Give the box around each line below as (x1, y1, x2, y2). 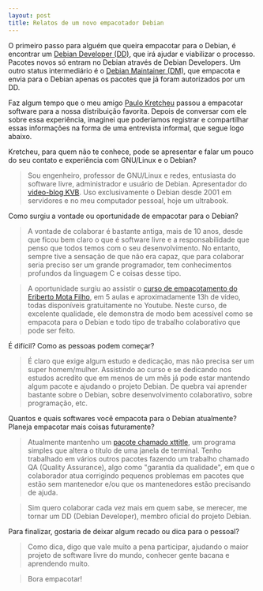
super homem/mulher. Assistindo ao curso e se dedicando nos (27, 364, 231, 374)
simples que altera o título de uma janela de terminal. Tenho (27, 446, 223, 455)
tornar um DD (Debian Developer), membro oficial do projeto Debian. (27, 511, 251, 521)
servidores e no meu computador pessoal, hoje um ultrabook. (27, 195, 229, 205)
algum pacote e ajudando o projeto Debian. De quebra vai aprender (27, 381, 247, 391)
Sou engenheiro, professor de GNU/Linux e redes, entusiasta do (27, 171, 237, 180)
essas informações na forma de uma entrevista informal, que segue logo (8, 123, 245, 133)
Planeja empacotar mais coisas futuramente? (8, 422, 156, 431)
